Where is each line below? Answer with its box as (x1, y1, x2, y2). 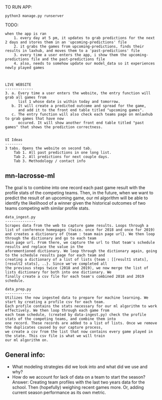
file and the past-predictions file (31, 57, 105, 62)
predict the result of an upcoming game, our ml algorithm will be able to (5, 195, 148, 201)
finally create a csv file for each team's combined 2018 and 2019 (5, 274, 145, 279)
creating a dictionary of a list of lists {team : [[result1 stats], (5, 257, 149, 262)
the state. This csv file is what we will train (5, 333, 105, 338)
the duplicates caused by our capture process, (5, 325, 103, 330)
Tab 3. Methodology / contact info (14, 159, 86, 163)
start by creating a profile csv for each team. (5, 299, 105, 304)
